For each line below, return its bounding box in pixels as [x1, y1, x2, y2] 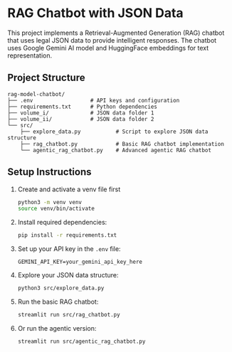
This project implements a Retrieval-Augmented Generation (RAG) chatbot [7, 28, 225, 37]
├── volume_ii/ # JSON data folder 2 [7, 115, 154, 122]
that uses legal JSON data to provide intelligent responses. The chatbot [7, 36, 217, 44]
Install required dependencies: [17, 218, 107, 227]
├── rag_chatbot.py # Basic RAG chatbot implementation [20, 140, 224, 147]
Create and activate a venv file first [17, 185, 121, 193]
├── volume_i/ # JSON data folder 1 [7, 109, 154, 117]
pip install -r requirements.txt [17, 232, 117, 239]
